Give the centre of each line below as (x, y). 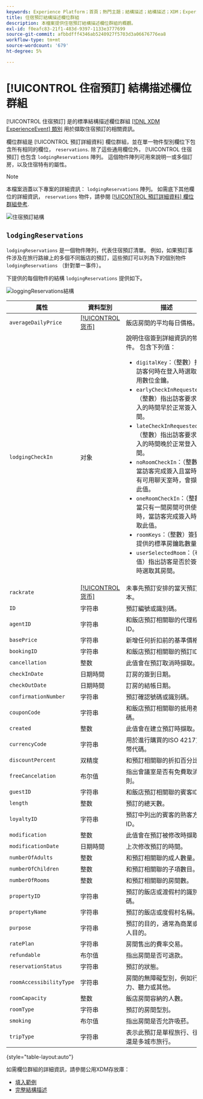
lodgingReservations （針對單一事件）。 (55, 265)
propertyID (25, 896)
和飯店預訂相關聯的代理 (159, 620)
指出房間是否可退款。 (156, 955)
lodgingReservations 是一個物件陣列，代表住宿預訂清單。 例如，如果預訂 (97, 250)
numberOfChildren (34, 869)
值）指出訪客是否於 (164, 562)
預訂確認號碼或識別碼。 (159, 697)
